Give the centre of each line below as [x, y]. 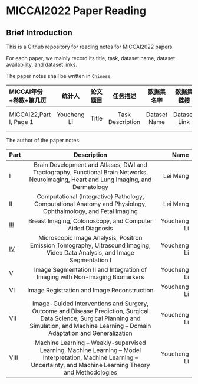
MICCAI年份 [26, 92]
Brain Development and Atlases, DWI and [90, 165]
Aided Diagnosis [90, 228]
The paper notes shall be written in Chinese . [59, 76]
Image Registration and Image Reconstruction [90, 290]
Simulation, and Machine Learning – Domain [90, 326]
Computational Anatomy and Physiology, [91, 204]
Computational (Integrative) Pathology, [90, 196]
